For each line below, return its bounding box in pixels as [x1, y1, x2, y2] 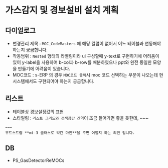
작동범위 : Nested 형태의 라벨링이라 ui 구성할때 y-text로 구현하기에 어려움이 [12, 53, 159, 59]
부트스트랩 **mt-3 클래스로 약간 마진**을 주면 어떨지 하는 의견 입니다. [5, 130, 135, 135]
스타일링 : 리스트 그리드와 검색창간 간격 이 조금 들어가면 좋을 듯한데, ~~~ [12, 115, 149, 121]
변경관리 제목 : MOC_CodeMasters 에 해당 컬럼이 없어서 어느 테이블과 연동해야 [12, 41, 161, 46]
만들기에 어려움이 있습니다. [18, 66, 71, 71]
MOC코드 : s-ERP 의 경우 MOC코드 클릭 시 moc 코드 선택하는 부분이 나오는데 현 [12, 72, 163, 78]
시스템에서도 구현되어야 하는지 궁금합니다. [12, 78, 95, 84]
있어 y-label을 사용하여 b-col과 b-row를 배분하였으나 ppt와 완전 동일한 [12, 59, 152, 65]
